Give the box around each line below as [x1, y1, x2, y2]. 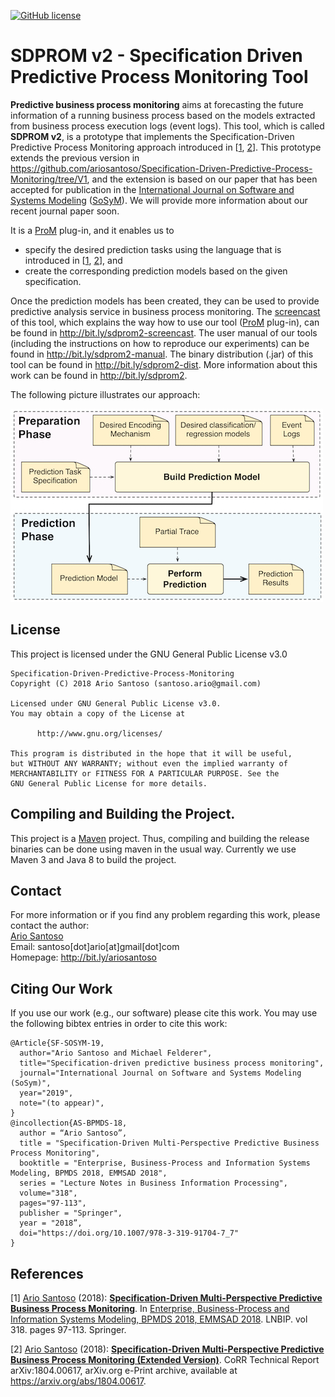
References [10, 1265, 84, 1282]
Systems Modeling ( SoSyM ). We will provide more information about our [10, 194, 308, 206]
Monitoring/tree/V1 [10, 173, 88, 185]
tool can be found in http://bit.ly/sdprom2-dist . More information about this [10, 358, 318, 370]
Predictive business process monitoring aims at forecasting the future [10, 98, 304, 110]
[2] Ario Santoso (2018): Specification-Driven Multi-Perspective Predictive [10, 1343, 325, 1355]
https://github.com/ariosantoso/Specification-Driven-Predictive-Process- [10, 162, 313, 174]
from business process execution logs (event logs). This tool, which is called [10, 120, 325, 132]
